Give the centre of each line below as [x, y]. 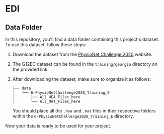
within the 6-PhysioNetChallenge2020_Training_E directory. [73, 116]
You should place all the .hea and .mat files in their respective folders [84, 111]
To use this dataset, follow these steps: [46, 45]
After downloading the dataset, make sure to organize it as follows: [82, 79]
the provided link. [30, 69]
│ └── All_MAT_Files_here [46, 101]
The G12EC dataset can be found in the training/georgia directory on [85, 64]
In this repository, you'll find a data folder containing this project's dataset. [82, 39]
